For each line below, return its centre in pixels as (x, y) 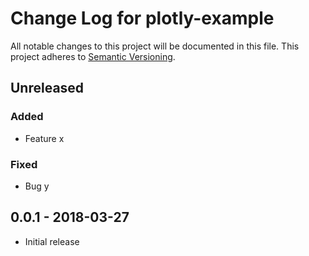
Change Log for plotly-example (142, 18)
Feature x (44, 138)
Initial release (52, 241)
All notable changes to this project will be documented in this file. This (155, 46)
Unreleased (47, 88)
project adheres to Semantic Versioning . (93, 56)
